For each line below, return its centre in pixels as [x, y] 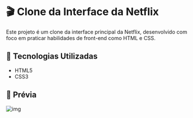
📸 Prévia [21, 95]
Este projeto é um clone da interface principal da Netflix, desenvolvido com [96, 32]
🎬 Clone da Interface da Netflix [82, 12]
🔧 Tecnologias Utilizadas [52, 56]
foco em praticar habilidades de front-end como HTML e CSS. [81, 38]
